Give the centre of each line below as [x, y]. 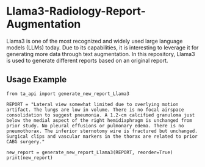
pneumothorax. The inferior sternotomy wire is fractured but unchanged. [102, 131]
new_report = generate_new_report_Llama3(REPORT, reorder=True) [90, 152]
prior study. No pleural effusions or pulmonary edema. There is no [95, 126]
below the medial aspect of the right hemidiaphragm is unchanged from [99, 120]
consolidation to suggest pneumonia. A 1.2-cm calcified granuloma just [101, 115]
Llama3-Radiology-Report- [76, 11]
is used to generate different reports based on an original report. [87, 60]
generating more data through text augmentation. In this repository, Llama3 [101, 54]
